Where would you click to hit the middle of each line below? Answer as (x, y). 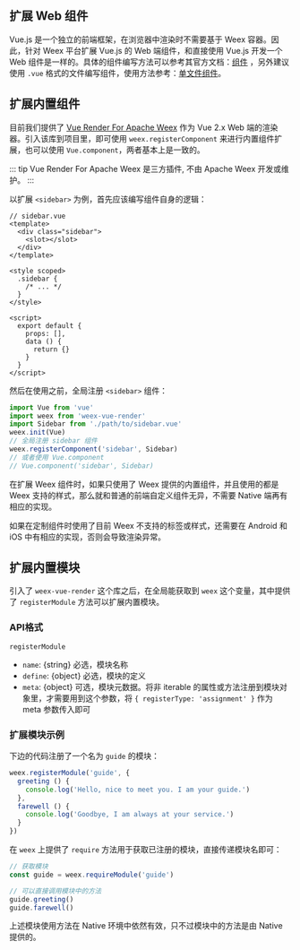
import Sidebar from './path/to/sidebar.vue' (95, 424)
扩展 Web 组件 (49, 16)
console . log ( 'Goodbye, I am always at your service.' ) (130, 815)
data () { (44, 341)
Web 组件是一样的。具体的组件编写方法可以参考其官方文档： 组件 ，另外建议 (149, 62)
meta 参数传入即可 (56, 709)
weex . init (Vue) (38, 433)
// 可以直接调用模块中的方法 (56, 891)
